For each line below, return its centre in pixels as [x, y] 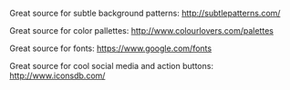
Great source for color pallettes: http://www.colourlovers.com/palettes [141, 30]
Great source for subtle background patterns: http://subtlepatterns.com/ [145, 13]
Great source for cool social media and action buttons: [112, 66]
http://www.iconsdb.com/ [57, 75]
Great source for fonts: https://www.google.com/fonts [111, 48]
